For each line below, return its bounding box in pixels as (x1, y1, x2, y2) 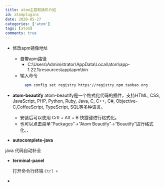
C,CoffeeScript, (12, 104, 44, 110)
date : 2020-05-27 (5, 17, 41, 22)
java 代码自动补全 (5, 147, 41, 153)
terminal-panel (12, 157, 44, 163)
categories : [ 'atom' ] (5, 21, 50, 27)
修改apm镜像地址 (12, 45, 48, 51)
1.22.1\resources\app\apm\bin (27, 67, 88, 73)
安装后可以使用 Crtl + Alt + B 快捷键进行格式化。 (19, 114, 119, 120)
